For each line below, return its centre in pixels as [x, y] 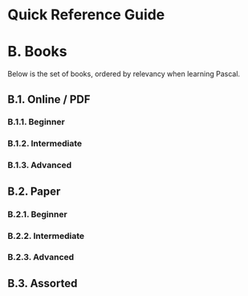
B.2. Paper [34, 191]
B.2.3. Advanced [41, 257]
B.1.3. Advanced [40, 165]
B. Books [37, 52]
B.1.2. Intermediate [45, 144]
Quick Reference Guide [86, 15]
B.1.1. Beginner [36, 122]
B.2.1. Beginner [37, 214]
